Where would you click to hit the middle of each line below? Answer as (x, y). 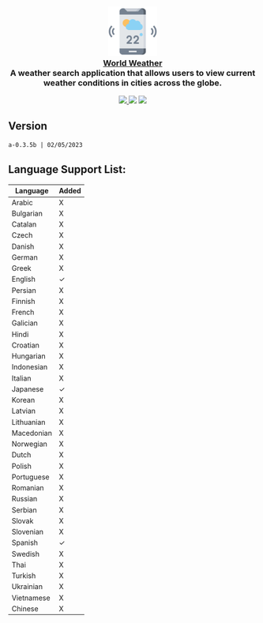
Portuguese (30, 477)
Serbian (24, 510)
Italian (21, 378)
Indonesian (30, 367)
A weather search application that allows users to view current (133, 73)
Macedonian (32, 433)
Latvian (24, 411)
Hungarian (28, 356)
